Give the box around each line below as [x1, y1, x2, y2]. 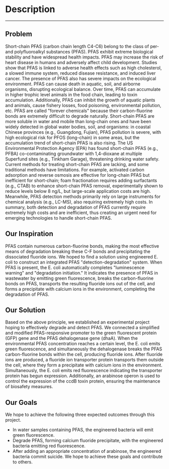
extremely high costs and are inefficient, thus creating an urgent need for [5, 210, 157, 216]
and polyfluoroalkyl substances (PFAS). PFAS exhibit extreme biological [5, 48, 153, 55]
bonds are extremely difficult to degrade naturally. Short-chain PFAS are [5, 113, 155, 119]
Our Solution [5, 305, 46, 314]
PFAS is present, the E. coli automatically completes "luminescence [5, 264, 145, 271]
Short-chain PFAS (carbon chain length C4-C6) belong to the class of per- [5, 43, 159, 49]
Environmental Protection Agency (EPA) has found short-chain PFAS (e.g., [5, 145, 158, 151]
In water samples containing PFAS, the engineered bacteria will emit [12, 427, 153, 433]
